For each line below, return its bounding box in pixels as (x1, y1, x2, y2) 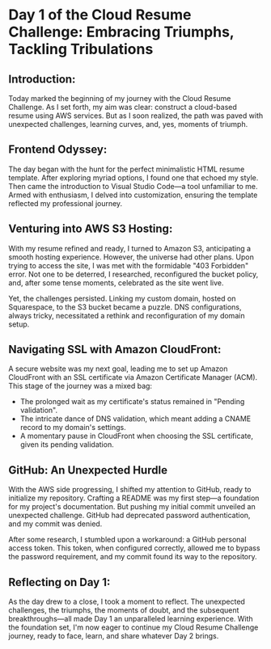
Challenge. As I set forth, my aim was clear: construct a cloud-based (8, 103, 237, 112)
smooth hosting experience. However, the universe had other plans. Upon (8, 252, 255, 262)
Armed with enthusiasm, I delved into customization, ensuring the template (8, 190, 258, 200)
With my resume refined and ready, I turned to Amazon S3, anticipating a (8, 243, 252, 253)
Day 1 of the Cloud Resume (8, 6, 192, 24)
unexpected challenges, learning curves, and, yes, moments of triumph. (8, 120, 248, 129)
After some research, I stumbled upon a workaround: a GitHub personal (8, 535, 247, 545)
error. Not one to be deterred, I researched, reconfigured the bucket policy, (8, 269, 259, 279)
